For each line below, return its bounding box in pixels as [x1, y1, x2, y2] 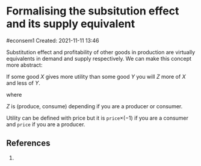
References [6, 138, 51, 149]
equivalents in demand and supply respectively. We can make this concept [6, 55, 191, 62]
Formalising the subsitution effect [6, 4, 179, 18]
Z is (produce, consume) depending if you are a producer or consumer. [6, 102, 183, 109]
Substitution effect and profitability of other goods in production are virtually [6, 48, 196, 55]
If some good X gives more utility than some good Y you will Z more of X [6, 73, 186, 80]
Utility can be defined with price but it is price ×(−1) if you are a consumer [6, 114, 188, 121]
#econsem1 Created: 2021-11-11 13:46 [6, 37, 99, 44]
